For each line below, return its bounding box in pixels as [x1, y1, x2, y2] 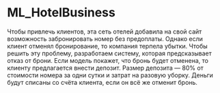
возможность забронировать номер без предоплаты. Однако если [7, 34, 204, 42]
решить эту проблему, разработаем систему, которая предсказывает [7, 49, 212, 57]
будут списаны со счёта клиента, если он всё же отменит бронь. [7, 78, 198, 86]
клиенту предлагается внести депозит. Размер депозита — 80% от [7, 64, 204, 72]
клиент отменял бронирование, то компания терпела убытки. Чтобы [7, 42, 208, 50]
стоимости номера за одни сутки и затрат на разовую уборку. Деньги [7, 70, 214, 79]
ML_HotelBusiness [7, 5, 116, 21]
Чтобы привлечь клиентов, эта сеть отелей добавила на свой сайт [7, 27, 202, 36]
